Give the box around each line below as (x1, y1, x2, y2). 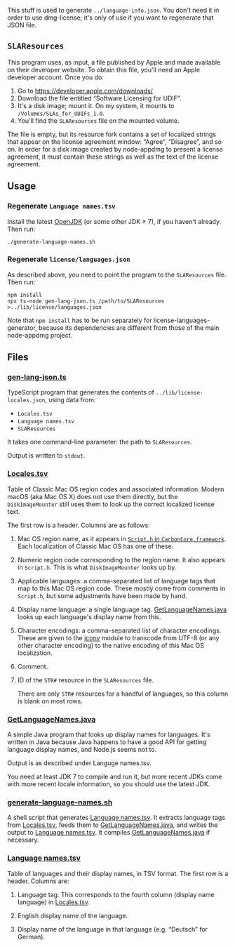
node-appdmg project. (7, 331, 73, 339)
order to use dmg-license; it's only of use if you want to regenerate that (7, 13, 214, 22)
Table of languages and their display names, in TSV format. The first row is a (7, 869, 229, 878)
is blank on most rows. (17, 696, 83, 705)
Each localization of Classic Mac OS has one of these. (17, 542, 174, 550)
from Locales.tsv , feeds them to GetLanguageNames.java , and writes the (7, 821, 218, 829)
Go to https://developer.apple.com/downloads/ (17, 86, 153, 95)
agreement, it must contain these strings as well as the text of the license (7, 152, 219, 161)
